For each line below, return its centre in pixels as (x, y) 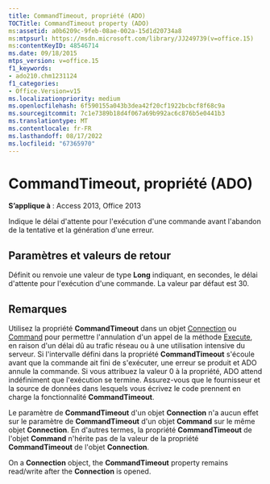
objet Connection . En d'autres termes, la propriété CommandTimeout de (130, 430)
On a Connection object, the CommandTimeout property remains (118, 463)
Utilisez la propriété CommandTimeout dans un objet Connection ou (123, 329)
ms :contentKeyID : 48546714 (54, 46)
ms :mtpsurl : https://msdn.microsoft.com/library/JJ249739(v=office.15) (131, 38)
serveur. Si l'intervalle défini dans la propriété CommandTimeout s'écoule (132, 354)
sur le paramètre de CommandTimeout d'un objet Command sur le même (132, 422)
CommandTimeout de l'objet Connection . (79, 447)
